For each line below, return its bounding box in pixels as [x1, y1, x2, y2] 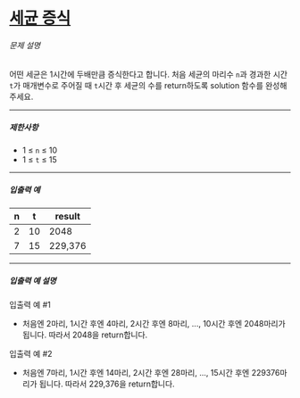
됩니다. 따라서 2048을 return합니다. [21, 329, 148, 340]
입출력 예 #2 [9, 349, 53, 360]
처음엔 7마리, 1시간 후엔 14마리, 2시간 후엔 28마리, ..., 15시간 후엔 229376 [21, 368, 280, 378]
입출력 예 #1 [9, 300, 51, 311]
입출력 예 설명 [9, 275, 56, 286]
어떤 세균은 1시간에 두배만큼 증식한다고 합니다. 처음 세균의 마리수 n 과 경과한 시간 [9, 69, 288, 80]
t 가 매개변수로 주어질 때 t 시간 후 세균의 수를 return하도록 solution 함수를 [9, 80, 263, 91]
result [54, 211, 80, 223]
